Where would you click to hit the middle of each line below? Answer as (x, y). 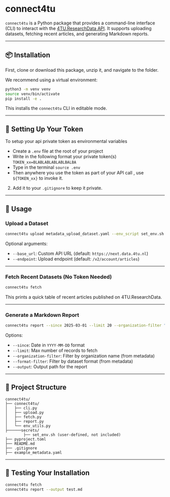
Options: (14, 335)
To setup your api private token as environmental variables (66, 141)
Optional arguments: (27, 243)
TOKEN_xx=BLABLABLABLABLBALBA (45, 163)
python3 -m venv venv (28, 89)
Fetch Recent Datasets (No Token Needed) (59, 277)
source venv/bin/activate (32, 94)
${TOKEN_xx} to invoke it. (38, 178)
